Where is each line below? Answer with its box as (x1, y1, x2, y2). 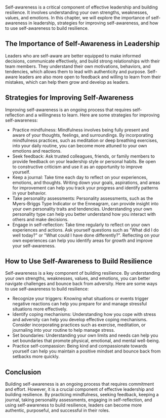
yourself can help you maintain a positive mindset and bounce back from (12, 348, 161, 354)
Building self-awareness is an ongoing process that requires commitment (5, 381, 154, 387)
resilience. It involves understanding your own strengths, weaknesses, (5, 9, 148, 15)
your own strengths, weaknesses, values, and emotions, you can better (5, 275, 151, 282)
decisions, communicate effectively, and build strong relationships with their (5, 58, 160, 64)
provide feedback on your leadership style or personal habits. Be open (12, 158, 156, 164)
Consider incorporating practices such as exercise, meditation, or (12, 322, 146, 328)
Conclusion (5, 368, 41, 376)
